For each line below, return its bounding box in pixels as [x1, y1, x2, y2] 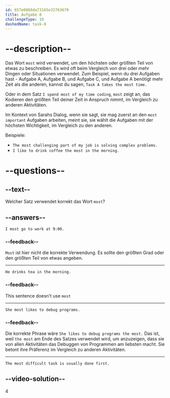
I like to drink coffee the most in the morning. [12, 148, 120, 154]
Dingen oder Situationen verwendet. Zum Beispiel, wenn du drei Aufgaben [5, 71, 160, 77]
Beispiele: [5, 132, 26, 138]
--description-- [5, 43, 72, 55]
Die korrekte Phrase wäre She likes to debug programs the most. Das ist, [5, 330, 160, 336]
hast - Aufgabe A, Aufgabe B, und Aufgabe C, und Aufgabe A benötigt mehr [5, 76, 163, 82]
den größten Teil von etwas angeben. [5, 255, 83, 261]
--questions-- [5, 165, 65, 177]
